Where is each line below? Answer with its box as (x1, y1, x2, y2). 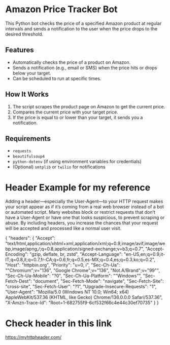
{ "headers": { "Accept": (5, 235, 56, 241)
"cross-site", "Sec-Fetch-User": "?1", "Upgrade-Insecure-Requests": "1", (5, 284, 157, 290)
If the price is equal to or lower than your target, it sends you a (12, 114, 143, 120)
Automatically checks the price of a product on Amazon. (12, 59, 131, 65)
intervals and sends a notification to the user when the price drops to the (5, 25, 158, 31)
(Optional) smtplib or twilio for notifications (12, 164, 106, 170)
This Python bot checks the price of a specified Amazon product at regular (5, 20, 162, 26)
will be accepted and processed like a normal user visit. (5, 225, 122, 232)
